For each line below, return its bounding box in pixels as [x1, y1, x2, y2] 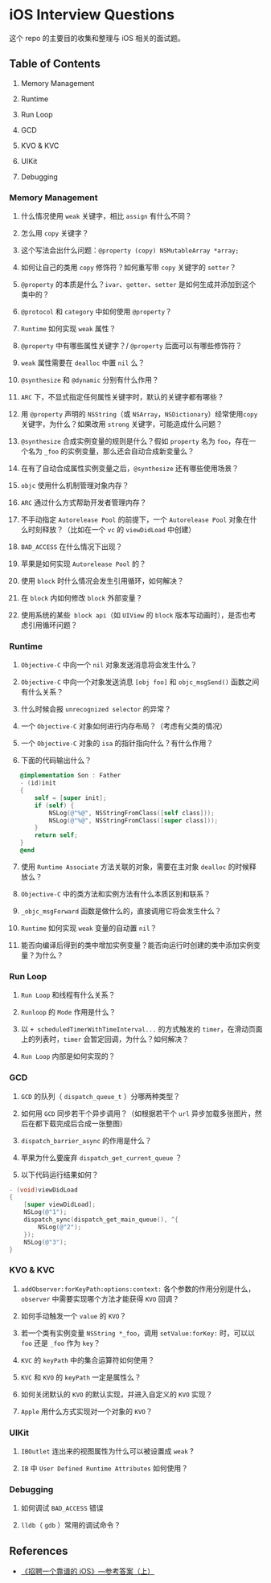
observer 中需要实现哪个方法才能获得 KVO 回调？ [20, 1294, 180, 1303]
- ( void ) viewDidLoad [9, 1186, 79, 1194]
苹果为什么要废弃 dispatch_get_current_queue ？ [20, 1152, 183, 1163]
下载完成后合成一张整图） [42, 1118, 127, 1128]
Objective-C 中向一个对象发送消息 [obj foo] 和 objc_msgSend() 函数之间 [20, 677, 260, 687]
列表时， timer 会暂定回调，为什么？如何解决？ [35, 1035, 190, 1044]
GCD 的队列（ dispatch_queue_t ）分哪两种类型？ [20, 1091, 180, 1101]
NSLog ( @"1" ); [23, 1208, 68, 1216]
